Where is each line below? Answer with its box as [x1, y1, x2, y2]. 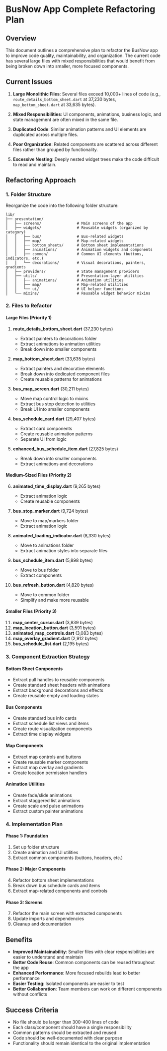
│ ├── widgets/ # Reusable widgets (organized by [5, 225, 149, 230]
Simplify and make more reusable [20, 597, 89, 603]
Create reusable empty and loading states [12, 693, 99, 699]
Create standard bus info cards [12, 715, 77, 721]
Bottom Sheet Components [5, 666, 63, 672]
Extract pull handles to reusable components [12, 677, 105, 683]
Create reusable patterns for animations [20, 376, 102, 382]
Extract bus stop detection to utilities [20, 401, 96, 407]
